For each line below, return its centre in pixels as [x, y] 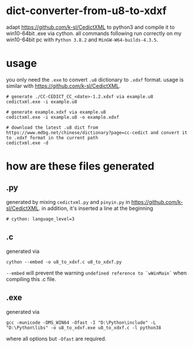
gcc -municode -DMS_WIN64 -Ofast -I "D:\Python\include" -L [81, 322]
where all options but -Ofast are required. [56, 339]
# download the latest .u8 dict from [52, 128]
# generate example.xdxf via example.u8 [56, 112]
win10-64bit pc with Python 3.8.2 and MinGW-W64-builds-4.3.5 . [82, 39]
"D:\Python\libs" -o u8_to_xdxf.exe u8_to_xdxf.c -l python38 [84, 327]
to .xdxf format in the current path [52, 138]
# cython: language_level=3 [40, 219]
